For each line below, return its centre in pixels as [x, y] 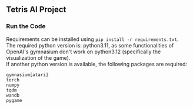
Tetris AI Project [36, 10]
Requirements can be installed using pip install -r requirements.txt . [92, 39]
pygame [14, 100]
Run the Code [26, 26]
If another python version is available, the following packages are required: [96, 64]
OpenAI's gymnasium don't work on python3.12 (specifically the [84, 52]
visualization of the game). [38, 57]
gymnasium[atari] [27, 75]
